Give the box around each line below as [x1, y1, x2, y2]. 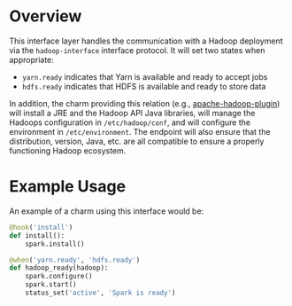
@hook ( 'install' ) [9, 223, 73, 231]
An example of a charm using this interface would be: [9, 206, 204, 216]
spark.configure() [25, 272, 93, 281]
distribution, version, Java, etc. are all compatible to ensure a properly [9, 136, 265, 146]
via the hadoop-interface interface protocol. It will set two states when [9, 44, 265, 55]
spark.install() [25, 239, 86, 248]
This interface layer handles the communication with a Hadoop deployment [9, 35, 283, 46]
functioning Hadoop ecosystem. [9, 145, 127, 156]
